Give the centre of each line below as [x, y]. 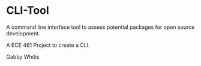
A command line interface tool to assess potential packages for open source [100, 27]
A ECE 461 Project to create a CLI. [48, 45]
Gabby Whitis [23, 56]
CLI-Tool [28, 10]
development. [23, 33]
